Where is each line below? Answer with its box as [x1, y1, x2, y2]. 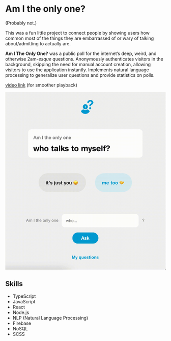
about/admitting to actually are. [5, 40, 71, 46]
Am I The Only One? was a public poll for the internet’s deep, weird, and [5, 50, 157, 56]
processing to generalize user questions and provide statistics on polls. [5, 72, 155, 78]
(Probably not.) [5, 20, 37, 26]
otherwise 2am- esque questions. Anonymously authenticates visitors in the [5, 55, 164, 62]
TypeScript [12, 293, 36, 299]
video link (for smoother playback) [5, 82, 78, 88]
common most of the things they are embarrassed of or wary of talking [5, 35, 154, 41]
